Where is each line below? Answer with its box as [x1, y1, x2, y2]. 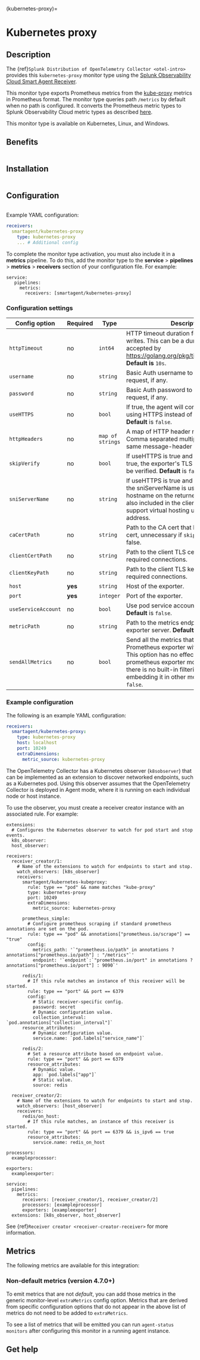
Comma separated [126, 435, 178, 443]
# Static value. [32, 1077, 73, 1083]
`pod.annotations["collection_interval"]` [6, 1020, 113, 1026]
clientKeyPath [9, 569, 49, 576]
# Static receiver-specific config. [32, 999, 124, 1005]
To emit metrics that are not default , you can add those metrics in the [6, 1290, 176, 1298]
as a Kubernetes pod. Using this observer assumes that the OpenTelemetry [6, 779, 190, 787]
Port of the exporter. [126, 592, 183, 600]
